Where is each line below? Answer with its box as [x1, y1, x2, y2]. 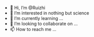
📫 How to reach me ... [9, 26, 56, 32]
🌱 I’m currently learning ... [9, 15, 63, 21]
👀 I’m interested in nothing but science [9, 10, 89, 16]
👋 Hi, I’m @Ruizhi [9, 5, 45, 10]
